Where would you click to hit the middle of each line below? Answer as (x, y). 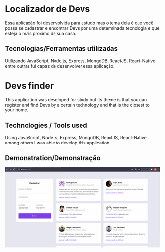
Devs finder (29, 86)
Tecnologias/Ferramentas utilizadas (61, 49)
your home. (17, 110)
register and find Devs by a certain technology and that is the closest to (77, 105)
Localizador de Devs (48, 9)
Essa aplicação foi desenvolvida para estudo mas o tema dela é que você (79, 23)
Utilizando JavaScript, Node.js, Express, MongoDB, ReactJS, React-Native (80, 61)
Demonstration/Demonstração (53, 158)
